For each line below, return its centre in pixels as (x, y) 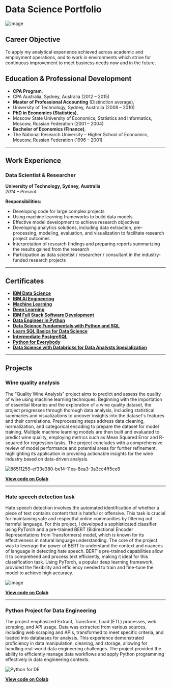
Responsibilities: (23, 201)
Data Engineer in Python (39, 320)
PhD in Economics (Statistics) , (45, 113)
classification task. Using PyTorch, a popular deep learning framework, (80, 562)
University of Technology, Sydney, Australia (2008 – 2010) (74, 107)
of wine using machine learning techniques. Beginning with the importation (84, 399)
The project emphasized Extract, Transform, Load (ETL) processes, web (81, 622)
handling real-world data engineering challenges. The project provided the (83, 649)
